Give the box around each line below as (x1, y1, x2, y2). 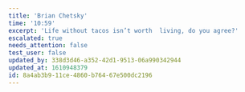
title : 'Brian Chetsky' (8, 11, 88, 20)
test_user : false (8, 49, 67, 57)
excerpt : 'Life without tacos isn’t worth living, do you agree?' (8, 26, 239, 34)
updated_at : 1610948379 (8, 64, 88, 72)
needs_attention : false (8, 42, 88, 50)
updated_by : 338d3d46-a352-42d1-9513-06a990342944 (8, 57, 182, 65)
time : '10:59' (8, 19, 56, 27)
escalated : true (8, 34, 63, 42)
